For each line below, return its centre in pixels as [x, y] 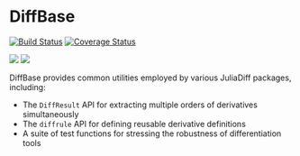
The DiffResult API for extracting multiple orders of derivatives [140, 105]
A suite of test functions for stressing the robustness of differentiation [152, 133]
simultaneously [50, 114]
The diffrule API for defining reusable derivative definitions [134, 124]
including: [28, 87]
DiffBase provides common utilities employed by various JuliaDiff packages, [150, 78]
